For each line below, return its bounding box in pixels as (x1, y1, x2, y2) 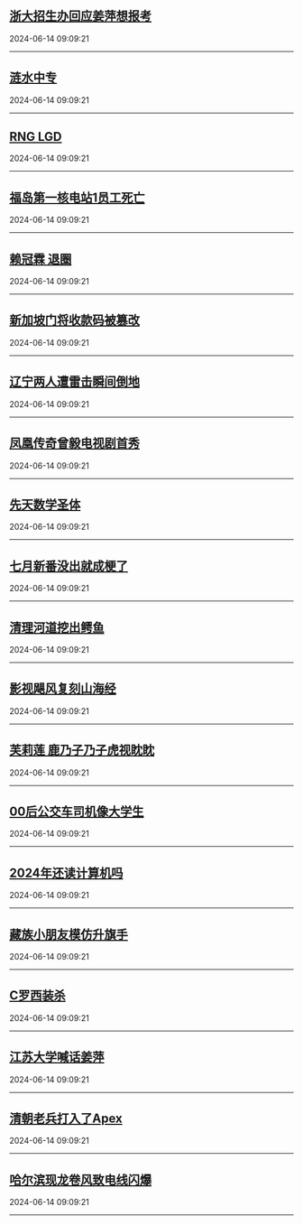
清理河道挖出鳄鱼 (9, 619, 105, 635)
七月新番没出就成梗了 (9, 558, 128, 573)
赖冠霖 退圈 (9, 251, 72, 266)
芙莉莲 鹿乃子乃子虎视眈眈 (9, 743, 155, 758)
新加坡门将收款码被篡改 (9, 312, 140, 328)
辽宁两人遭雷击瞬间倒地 (9, 374, 140, 390)
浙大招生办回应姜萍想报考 (9, 8, 151, 24)
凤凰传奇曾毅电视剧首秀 (9, 436, 140, 451)
